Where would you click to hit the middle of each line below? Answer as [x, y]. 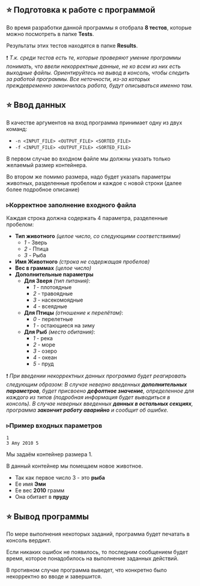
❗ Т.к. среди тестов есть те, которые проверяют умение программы [94, 57]
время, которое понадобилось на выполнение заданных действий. [92, 558]
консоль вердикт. [29, 540]
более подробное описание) [43, 189]
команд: [17, 129]
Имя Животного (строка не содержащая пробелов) [82, 261]
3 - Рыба [35, 255]
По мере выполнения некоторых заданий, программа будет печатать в [98, 534]
